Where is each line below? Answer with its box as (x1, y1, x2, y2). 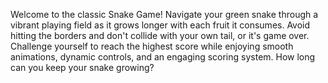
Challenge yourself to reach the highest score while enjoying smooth (10, 40, 294, 52)
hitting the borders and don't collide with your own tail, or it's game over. (10, 30, 310, 41)
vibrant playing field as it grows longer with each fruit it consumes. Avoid (10, 19, 311, 31)
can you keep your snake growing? (10, 62, 155, 73)
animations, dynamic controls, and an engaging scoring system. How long (10, 51, 316, 63)
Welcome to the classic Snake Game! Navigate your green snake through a (10, 9, 319, 20)
